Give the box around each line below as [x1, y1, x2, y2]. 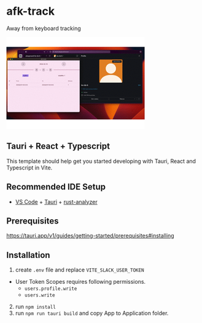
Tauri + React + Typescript [6, 141, 111, 152]
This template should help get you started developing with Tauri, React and [6, 157, 196, 165]
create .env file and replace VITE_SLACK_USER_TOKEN [15, 266, 144, 274]
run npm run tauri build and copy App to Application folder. [15, 309, 169, 317]
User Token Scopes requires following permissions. [15, 278, 146, 286]
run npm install [15, 303, 56, 311]
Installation [6, 250, 50, 260]
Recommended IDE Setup [6, 182, 106, 192]
